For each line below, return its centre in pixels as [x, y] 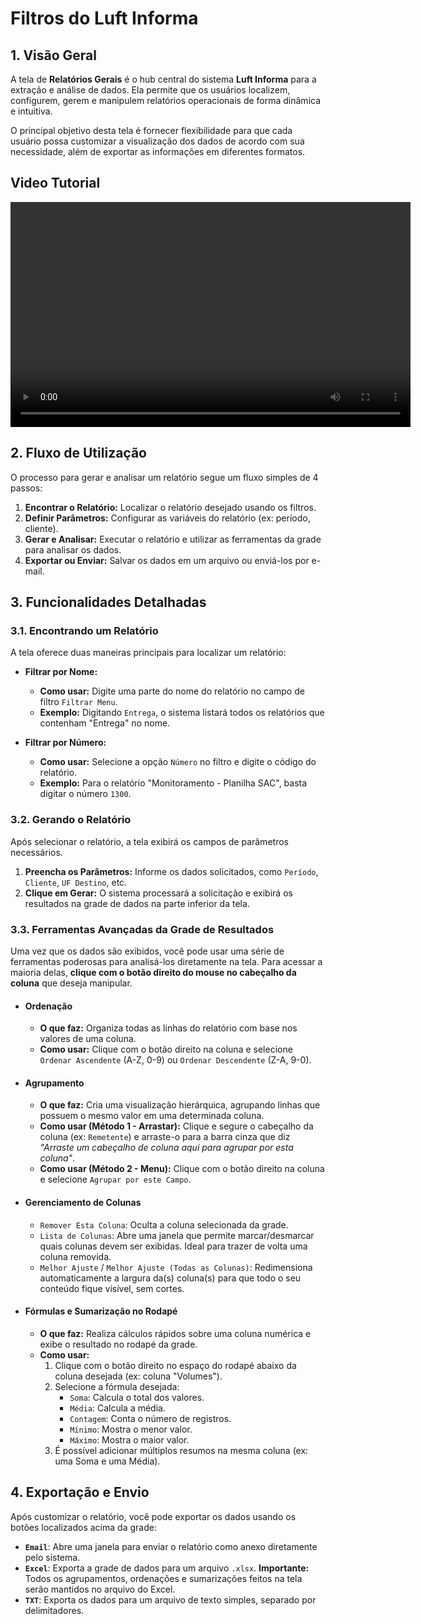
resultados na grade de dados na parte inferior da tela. [137, 903]
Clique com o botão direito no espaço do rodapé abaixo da [175, 1365]
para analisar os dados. [73, 549]
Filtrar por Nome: [61, 672]
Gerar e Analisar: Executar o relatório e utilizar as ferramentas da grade [173, 539]
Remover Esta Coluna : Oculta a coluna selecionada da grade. [164, 1224]
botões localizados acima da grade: [83, 1527]
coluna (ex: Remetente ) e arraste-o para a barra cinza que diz [165, 1137]
